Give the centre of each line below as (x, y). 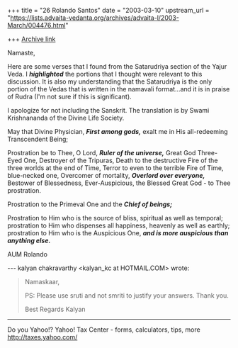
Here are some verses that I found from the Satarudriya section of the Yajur (117, 66)
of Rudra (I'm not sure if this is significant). (70, 96)
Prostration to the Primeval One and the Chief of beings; (90, 204)
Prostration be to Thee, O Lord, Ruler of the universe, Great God (102, 153)
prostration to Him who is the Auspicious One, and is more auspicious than (118, 233)
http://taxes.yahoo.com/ (42, 337)
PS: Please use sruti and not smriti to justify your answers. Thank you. (126, 296)
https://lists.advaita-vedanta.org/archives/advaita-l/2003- (95, 18)
